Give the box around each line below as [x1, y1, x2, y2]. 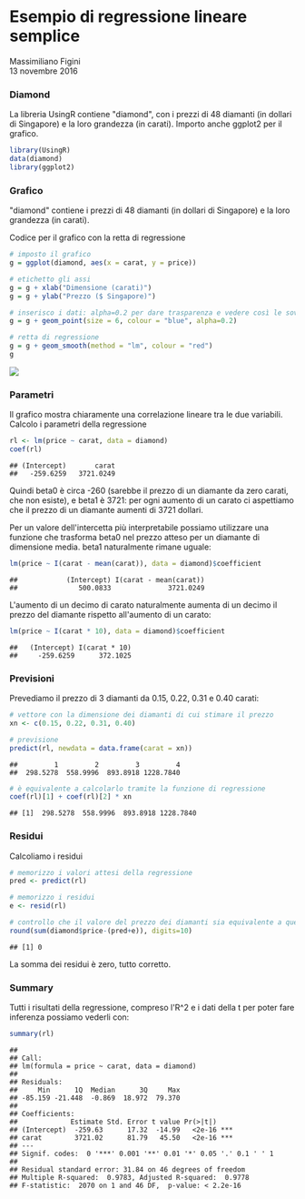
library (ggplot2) [9, 162, 75, 172]
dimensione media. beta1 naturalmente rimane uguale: [9, 541, 212, 552]
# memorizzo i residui [9, 893, 95, 902]
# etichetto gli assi [9, 275, 92, 284]
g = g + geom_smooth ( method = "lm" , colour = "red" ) [9, 341, 213, 351]
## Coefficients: [9, 1109, 75, 1118]
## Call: [9, 1053, 43, 1063]
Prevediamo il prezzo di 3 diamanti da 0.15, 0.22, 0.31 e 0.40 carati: [9, 693, 260, 703]
